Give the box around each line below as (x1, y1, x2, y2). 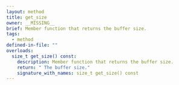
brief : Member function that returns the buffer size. (6, 25, 147, 32)
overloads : (6, 48, 34, 54)
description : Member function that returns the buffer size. (17, 59, 174, 65)
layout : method (6, 8, 45, 15)
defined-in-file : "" (6, 42, 58, 48)
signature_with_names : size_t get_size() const (17, 70, 139, 76)
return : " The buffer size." (17, 64, 90, 71)
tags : (6, 31, 20, 37)
